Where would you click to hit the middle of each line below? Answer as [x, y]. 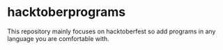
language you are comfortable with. [58, 38]
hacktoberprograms [67, 12]
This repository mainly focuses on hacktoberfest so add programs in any [111, 31]
